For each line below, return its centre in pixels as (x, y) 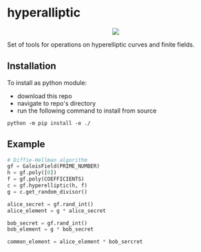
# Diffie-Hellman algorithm (47, 160)
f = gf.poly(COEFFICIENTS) (46, 179)
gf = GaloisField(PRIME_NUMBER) (53, 166)
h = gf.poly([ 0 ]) (32, 173)
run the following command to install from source (87, 111)
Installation (32, 66)
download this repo (44, 96)
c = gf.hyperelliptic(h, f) (47, 186)
